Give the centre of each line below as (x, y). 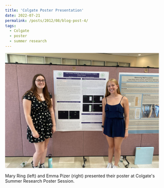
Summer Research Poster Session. (40, 181)
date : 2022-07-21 (23, 15)
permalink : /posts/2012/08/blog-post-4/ (47, 20)
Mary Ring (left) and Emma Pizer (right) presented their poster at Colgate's (80, 176)
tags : (10, 26)
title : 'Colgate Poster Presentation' (44, 10)
